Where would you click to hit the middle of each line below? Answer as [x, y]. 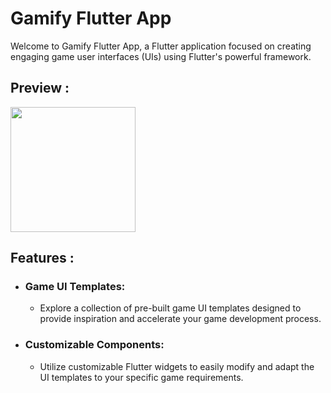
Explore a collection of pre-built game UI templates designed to [170, 308]
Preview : [40, 88]
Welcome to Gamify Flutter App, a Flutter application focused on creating [161, 46]
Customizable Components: [94, 345]
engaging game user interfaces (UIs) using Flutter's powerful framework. [161, 56]
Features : [42, 258]
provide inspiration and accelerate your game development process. [180, 319]
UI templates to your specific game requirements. [141, 377]
